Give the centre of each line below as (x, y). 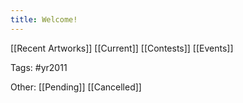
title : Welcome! (44, 19)
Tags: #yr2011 (39, 67)
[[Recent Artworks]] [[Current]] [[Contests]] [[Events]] (122, 48)
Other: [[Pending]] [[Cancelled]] (76, 87)
